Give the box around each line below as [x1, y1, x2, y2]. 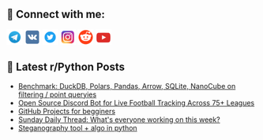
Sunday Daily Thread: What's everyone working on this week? [17, 115, 221, 124]
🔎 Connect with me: [6, 8, 105, 21]
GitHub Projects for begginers [17, 106, 115, 116]
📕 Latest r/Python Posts [6, 61, 126, 74]
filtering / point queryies [17, 90, 97, 99]
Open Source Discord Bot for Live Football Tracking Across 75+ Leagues [17, 98, 255, 107]
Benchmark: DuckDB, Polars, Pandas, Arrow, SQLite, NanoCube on [17, 81, 236, 90]
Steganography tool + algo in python [17, 123, 138, 132]
